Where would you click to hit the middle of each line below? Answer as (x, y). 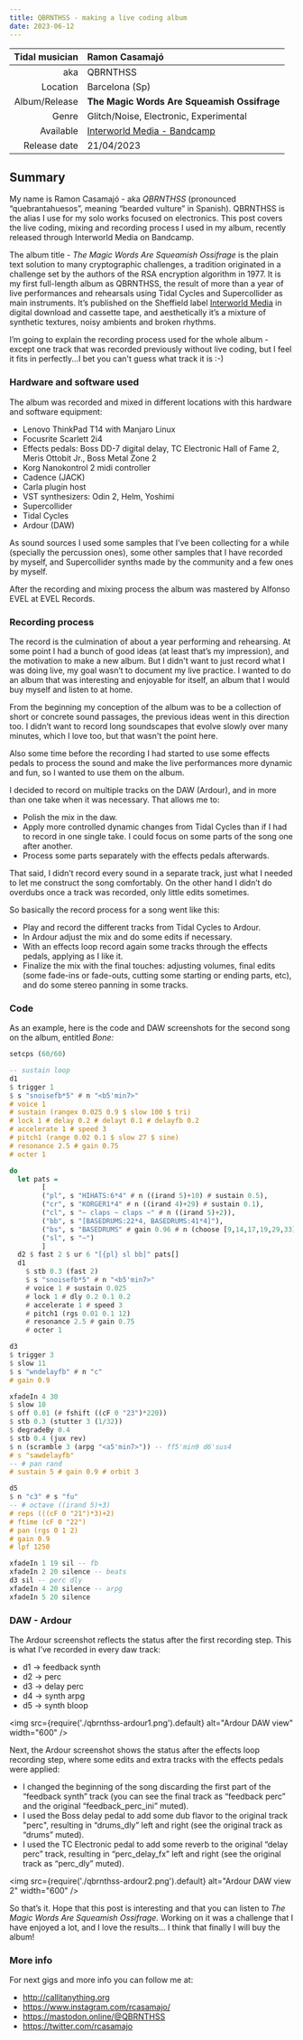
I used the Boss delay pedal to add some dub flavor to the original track (155, 1815)
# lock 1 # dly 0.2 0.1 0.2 (78, 1296)
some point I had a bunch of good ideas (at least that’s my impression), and (149, 650)
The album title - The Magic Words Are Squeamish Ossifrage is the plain (144, 255)
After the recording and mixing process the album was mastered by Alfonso (150, 589)
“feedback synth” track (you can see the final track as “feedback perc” (154, 1796)
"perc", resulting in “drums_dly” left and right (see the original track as (152, 1825)
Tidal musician (46, 57)
